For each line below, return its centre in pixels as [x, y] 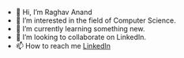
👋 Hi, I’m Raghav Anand [54, 12]
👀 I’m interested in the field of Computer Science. [96, 20]
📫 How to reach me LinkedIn [63, 46]
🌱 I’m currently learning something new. [80, 29]
